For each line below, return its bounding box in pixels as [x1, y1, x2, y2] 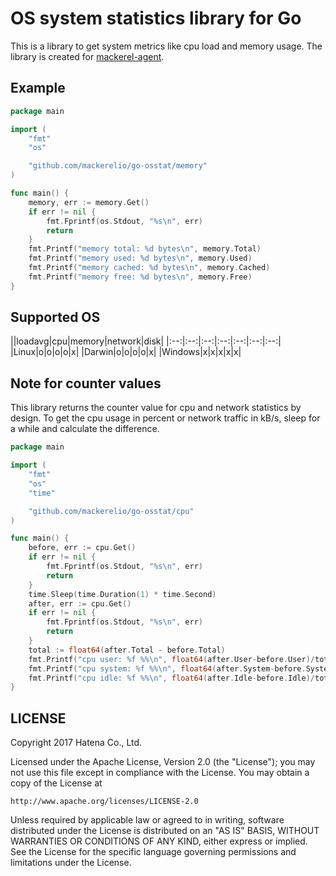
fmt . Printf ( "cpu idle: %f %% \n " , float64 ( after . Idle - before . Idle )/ [28, 673, 315, 683]
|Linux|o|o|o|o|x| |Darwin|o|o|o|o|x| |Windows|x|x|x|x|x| [10, 346, 242, 358]
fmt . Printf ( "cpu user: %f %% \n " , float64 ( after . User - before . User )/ [28, 654, 315, 664]
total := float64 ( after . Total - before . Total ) [28, 645, 226, 655]
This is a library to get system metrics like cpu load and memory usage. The [10, 40, 323, 52]
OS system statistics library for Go [10, 7, 302, 30]
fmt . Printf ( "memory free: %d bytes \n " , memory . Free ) [28, 272, 253, 282]
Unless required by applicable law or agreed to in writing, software [10, 814, 285, 826]
